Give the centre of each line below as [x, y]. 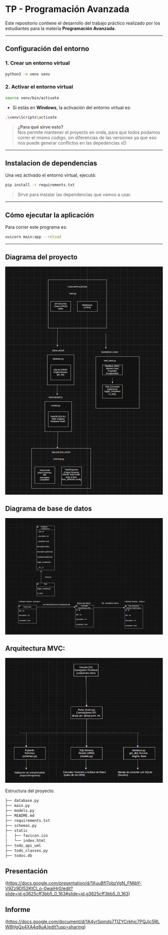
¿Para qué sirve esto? [40, 127]
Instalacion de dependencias [51, 163]
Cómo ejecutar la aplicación [49, 215]
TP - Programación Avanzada [67, 9]
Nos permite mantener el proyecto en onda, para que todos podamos [89, 132]
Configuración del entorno [47, 49]
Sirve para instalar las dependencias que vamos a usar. [74, 195]
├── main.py [17, 806]
